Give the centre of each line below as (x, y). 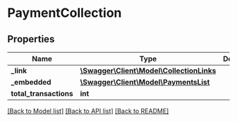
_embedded (31, 82)
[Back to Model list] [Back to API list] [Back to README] (88, 111)
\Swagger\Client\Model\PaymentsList (145, 82)
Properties (31, 39)
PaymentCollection (65, 13)
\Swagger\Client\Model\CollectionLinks (148, 71)
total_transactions (42, 93)
